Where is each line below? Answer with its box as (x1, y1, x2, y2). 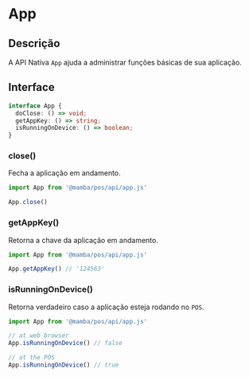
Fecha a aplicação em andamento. (8, 168, 121, 178)
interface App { (8, 101, 62, 110)
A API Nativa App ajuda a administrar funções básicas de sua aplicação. (8, 57, 243, 67)
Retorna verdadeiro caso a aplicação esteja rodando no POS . (8, 302, 204, 312)
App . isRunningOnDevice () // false (8, 340, 123, 348)
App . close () (8, 198, 48, 206)
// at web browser (8, 332, 69, 340)
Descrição (8, 37, 60, 50)
